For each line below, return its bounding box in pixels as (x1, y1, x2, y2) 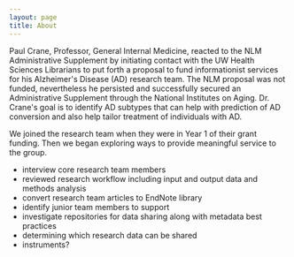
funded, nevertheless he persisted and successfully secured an (9, 83, 242, 94)
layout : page (9, 12, 58, 22)
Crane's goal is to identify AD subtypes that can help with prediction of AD (9, 102, 281, 112)
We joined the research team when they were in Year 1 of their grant (9, 128, 257, 139)
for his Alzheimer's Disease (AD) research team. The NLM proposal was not (9, 73, 286, 84)
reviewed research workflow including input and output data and (21, 173, 259, 184)
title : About (9, 21, 58, 30)
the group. (9, 147, 47, 157)
